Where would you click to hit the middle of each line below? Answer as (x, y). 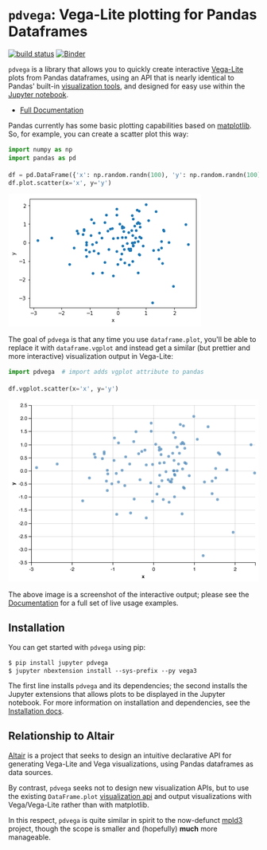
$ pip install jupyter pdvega (58, 663)
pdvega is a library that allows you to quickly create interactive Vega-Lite (126, 69)
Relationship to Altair (62, 736)
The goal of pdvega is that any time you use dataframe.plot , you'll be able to (132, 340)
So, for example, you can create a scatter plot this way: (99, 134)
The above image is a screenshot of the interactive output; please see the (129, 595)
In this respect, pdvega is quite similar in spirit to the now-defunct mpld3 (126, 820)
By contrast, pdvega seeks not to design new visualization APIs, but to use (129, 788)
